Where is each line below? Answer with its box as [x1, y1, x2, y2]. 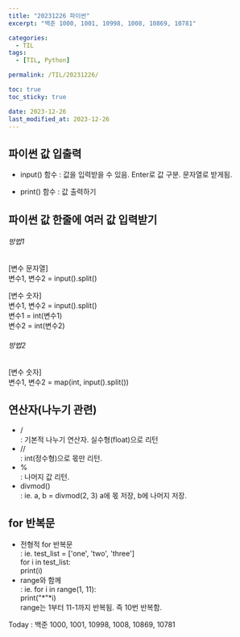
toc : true [8, 85, 42, 94]
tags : [8, 49, 27, 57]
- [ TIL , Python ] [15, 56, 70, 65]
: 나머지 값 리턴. [19, 472, 70, 481]
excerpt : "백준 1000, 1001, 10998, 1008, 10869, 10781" [8, 19, 197, 27]
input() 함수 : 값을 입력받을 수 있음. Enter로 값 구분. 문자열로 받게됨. [19, 170, 233, 180]
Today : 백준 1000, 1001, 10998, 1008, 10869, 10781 [8, 619, 176, 629]
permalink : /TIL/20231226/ [8, 71, 99, 79]
